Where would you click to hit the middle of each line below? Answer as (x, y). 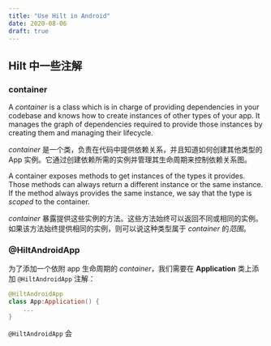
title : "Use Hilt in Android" (60, 16)
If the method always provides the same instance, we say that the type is (130, 193)
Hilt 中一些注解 (45, 66)
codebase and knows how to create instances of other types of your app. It (134, 116)
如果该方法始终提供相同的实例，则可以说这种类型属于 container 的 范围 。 (129, 229)
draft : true (28, 31)
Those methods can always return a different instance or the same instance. (136, 185)
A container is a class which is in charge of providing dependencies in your (134, 107)
